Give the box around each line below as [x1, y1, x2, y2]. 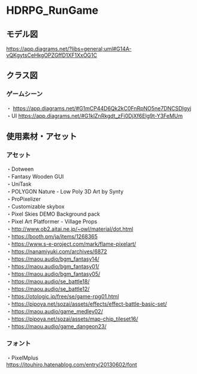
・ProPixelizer [6, 195, 41, 203]
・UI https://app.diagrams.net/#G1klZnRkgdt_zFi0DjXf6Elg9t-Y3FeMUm [6, 112, 183, 119]
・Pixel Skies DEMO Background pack [6, 210, 101, 218]
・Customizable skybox [6, 203, 65, 210]
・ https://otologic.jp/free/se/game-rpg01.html [6, 293, 119, 300]
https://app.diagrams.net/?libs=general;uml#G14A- [6, 46, 132, 52]
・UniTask [6, 180, 32, 188]
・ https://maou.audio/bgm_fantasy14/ [6, 255, 100, 263]
